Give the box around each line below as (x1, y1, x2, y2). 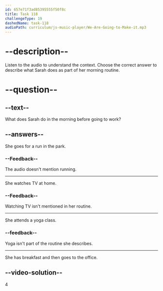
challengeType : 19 (5, 16, 42, 21)
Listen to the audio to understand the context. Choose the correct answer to (5, 62, 157, 68)
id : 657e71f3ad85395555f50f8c (5, 7, 66, 12)
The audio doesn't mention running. (5, 166, 77, 172)
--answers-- (5, 130, 44, 139)
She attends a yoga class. (5, 217, 57, 223)
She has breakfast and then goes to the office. (5, 254, 98, 260)
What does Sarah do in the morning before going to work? (5, 116, 121, 122)
